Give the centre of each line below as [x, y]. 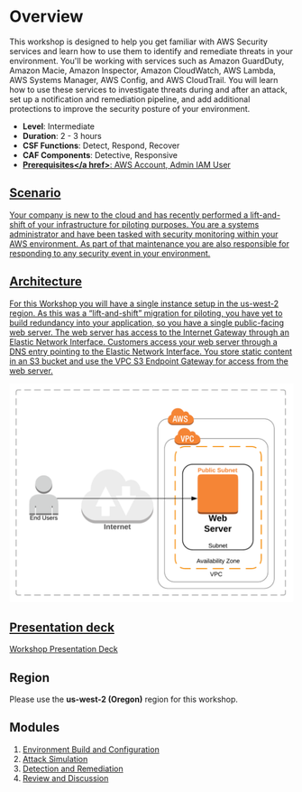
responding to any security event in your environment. [110, 253]
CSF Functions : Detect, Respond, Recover [101, 145]
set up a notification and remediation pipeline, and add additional [130, 99]
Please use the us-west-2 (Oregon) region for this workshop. [124, 699]
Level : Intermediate [59, 126]
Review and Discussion [65, 778]
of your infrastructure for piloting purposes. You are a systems [143, 224]
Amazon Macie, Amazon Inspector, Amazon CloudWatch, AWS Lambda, [143, 70]
